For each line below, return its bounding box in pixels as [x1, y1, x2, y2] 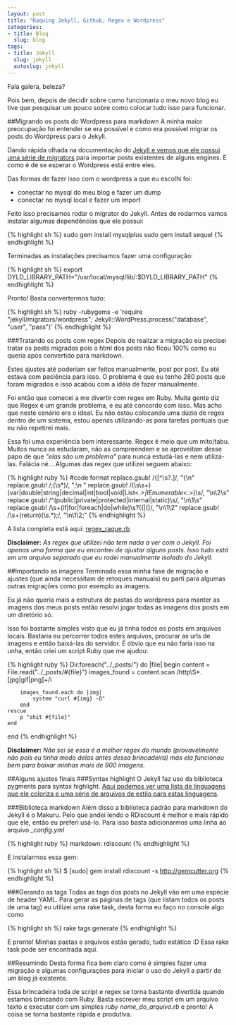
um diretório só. [7, 610, 54, 619]
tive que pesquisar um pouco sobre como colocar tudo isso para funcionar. [7, 103, 226, 111]
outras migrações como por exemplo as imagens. [7, 581, 151, 590]
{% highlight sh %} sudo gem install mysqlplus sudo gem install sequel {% [7, 230, 223, 238]
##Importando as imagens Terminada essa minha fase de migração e [7, 566, 209, 575]
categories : [7, 23, 42, 30]
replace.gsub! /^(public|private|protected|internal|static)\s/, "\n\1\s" [7, 495, 203, 504]
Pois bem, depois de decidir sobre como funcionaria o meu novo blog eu [7, 96, 218, 104]
